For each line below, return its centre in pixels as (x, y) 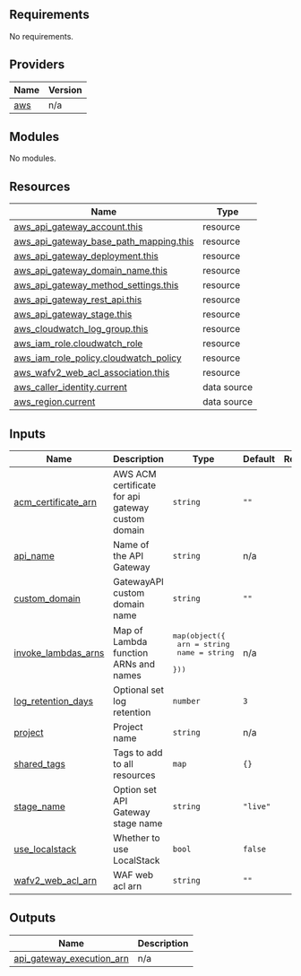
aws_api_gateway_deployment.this (86, 257)
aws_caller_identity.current (71, 388)
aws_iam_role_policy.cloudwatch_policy (98, 358)
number (186, 701)
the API (129, 556)
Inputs (28, 434)
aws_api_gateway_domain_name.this (91, 271)
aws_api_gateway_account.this (78, 227)
